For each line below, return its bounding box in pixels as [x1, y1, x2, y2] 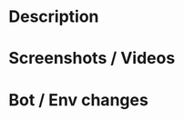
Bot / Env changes [8, 89, 149, 110]
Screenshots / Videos [8, 48, 176, 69]
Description [8, 6, 99, 27]
